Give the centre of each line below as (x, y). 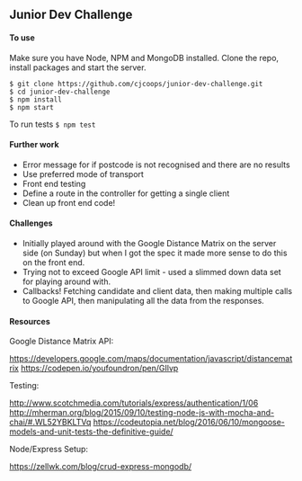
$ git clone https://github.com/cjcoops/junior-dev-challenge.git (136, 84)
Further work (35, 145)
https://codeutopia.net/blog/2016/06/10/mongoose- (189, 423)
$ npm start (31, 107)
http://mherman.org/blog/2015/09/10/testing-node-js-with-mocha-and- (142, 413)
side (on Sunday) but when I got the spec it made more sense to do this (155, 253)
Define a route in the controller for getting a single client (126, 193)
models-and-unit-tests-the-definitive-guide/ (91, 432)
